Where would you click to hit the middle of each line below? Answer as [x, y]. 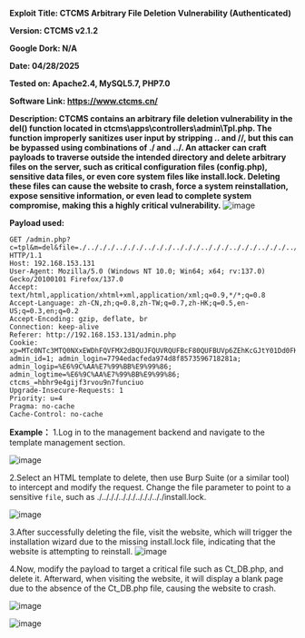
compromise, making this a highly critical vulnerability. [115, 205]
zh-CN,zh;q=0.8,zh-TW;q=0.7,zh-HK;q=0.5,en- [164, 303]
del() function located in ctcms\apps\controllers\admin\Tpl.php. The [141, 128]
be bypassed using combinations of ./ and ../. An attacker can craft [138, 147]
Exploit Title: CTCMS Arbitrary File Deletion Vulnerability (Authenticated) [151, 13]
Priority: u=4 [36, 398]
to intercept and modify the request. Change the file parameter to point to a [150, 487]
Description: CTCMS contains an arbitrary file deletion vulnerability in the [151, 118]
